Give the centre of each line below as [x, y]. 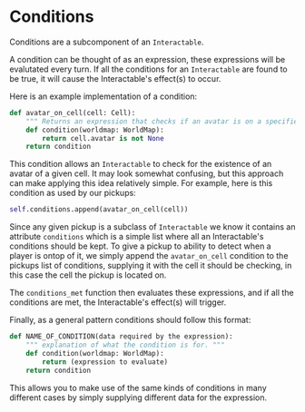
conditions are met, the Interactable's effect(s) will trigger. [118, 302]
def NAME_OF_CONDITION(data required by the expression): [121, 337]
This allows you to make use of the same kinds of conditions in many [138, 387]
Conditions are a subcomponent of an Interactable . [107, 42]
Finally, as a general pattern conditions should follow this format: [130, 320]
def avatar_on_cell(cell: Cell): [73, 113]
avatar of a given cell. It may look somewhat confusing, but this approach [147, 173]
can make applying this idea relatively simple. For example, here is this [141, 183]
